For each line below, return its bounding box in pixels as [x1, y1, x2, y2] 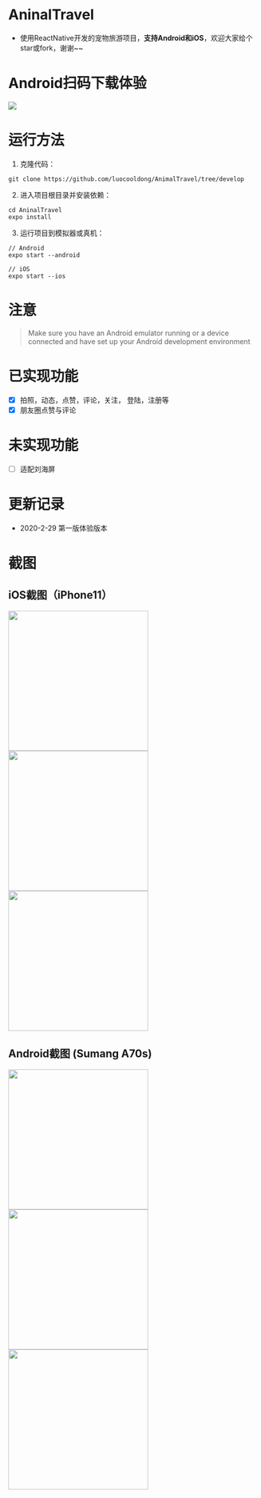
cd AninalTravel [8, 206, 62, 214]
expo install [8, 213, 52, 221]
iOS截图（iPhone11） [8, 588, 113, 602]
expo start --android [8, 250, 81, 259]
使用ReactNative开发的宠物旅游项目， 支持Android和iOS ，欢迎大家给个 [19, 33, 253, 42]
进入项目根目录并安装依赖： [19, 190, 112, 199]
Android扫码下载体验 [8, 74, 148, 93]
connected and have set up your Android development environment [27, 336, 251, 346]
